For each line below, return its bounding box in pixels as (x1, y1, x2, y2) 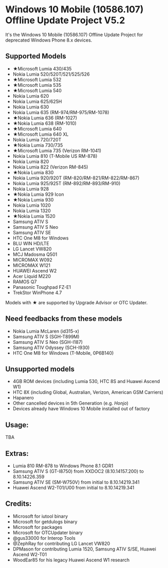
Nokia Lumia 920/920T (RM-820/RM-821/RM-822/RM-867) (12, 175, 140, 181)
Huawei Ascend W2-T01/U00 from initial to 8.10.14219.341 (12, 485, 135, 490)
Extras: (5, 449, 29, 458)
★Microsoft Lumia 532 (12, 76, 62, 83)
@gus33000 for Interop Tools (12, 535, 76, 541)
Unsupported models (5, 364, 75, 373)
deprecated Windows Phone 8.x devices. (5, 37, 92, 43)
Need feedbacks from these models (5, 315, 122, 323)
